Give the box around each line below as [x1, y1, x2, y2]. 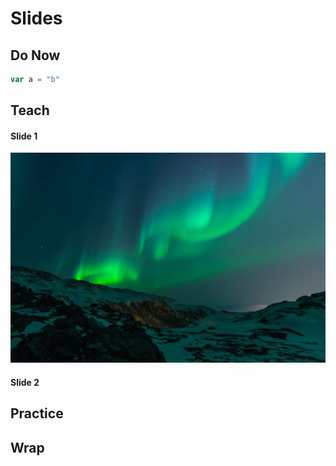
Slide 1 [10, 130, 38, 142]
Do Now [10, 47, 61, 64]
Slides [10, 7, 63, 30]
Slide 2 [10, 377, 40, 389]
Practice [10, 405, 64, 422]
